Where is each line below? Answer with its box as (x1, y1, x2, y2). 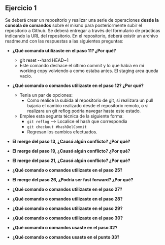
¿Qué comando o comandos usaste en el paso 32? (12, 224, 118, 230)
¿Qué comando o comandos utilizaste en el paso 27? (12, 186, 123, 192)
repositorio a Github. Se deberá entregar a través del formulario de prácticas (5, 27, 161, 34)
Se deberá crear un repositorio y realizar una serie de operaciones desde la (5, 17, 159, 23)
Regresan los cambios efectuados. (27, 128, 98, 135)
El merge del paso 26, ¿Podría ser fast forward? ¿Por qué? (12, 176, 133, 182)
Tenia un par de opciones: (19, 92, 73, 98)
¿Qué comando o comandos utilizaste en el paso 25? (12, 167, 123, 173)
